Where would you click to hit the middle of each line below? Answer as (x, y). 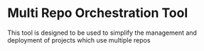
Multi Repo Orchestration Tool (98, 13)
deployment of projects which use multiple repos (79, 40)
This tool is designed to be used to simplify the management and (102, 33)
